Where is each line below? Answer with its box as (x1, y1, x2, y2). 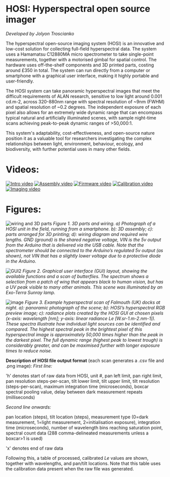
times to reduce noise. (6, 347, 52, 353)
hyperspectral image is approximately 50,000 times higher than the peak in (6, 331, 163, 337)
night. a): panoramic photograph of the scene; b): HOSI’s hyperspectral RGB (6, 304, 165, 310)
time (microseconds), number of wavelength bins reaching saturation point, (6, 424, 163, 430)
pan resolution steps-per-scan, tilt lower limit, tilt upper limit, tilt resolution (6, 378, 160, 384)
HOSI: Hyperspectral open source (6, 3, 151, 15)
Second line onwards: (6, 404, 51, 410)
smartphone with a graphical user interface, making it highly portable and (6, 72, 159, 78)
